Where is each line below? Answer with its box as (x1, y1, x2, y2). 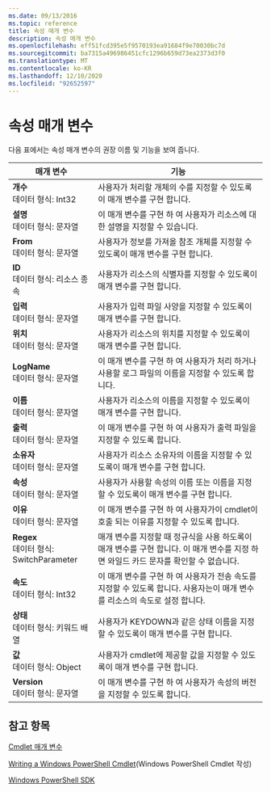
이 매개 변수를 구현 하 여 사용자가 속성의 (98, 676, 240, 688)
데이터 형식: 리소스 (12, 274, 79, 285)
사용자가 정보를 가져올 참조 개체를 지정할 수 (98, 236, 252, 247)
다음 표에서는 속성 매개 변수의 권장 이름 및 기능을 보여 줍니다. (8, 145, 200, 154)
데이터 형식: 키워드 (12, 622, 79, 634)
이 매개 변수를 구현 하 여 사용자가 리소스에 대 (98, 209, 256, 221)
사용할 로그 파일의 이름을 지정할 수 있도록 (98, 368, 245, 379)
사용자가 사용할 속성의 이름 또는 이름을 (98, 477, 236, 488)
